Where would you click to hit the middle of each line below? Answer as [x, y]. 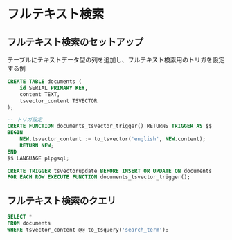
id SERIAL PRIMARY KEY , [54, 88]
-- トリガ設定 [25, 120]
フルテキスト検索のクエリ [62, 200]
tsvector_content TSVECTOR [59, 101]
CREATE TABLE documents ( [44, 82]
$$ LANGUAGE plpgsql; [38, 158]
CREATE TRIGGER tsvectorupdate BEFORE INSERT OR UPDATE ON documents [110, 171]
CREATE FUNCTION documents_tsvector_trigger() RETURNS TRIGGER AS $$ [110, 126]
